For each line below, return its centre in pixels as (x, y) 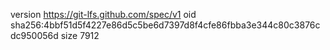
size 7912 (80, 35)
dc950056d (34, 35)
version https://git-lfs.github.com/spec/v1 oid (103, 14)
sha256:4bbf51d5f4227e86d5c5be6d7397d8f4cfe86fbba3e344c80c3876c (165, 25)
